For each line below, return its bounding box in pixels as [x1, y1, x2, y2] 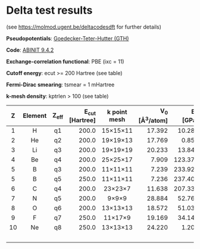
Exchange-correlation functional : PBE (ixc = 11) [6, 58, 124, 65]
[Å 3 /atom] [138, 116, 168, 125]
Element [23, 111, 47, 120]
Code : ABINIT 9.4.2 [6, 46, 54, 54]
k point [107, 108, 127, 116]
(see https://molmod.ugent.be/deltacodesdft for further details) [6, 23, 162, 30]
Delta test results [6, 4, 93, 17]
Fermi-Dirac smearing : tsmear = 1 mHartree [6, 81, 115, 88]
